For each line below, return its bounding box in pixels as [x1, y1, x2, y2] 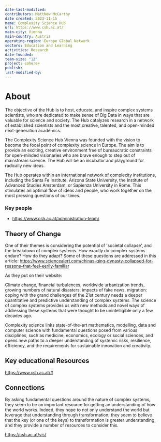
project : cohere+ [5, 61, 40, 66]
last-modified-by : [5, 70, 42, 75]
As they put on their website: [5, 272, 62, 278]
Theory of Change [5, 229, 61, 238]
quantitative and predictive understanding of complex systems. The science [5, 297, 156, 303]
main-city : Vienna [5, 30, 42, 34]
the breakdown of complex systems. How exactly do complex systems [5, 247, 146, 253]
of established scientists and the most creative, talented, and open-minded [5, 122, 155, 128]
